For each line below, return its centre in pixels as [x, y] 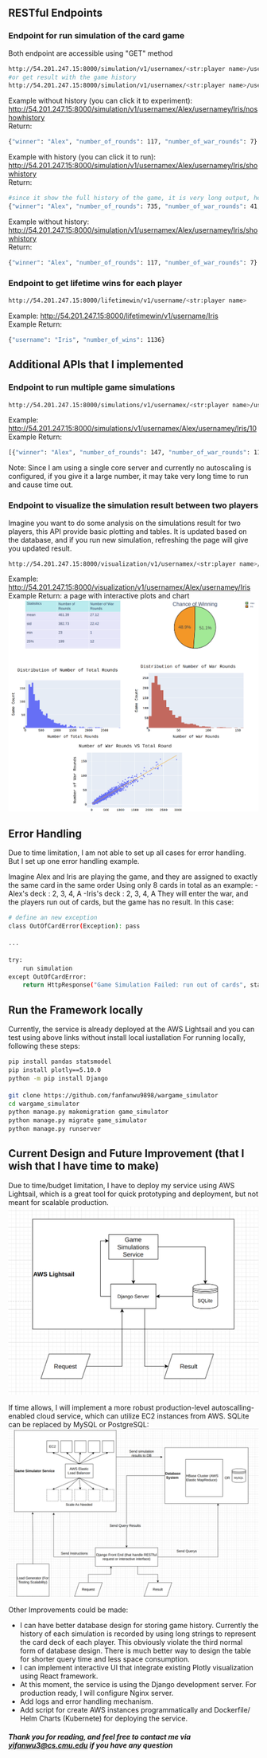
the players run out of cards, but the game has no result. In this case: [121, 902]
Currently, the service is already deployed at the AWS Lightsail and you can [132, 1029]
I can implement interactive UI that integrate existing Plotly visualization [137, 1667]
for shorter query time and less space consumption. [104, 1659]
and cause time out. [41, 485]
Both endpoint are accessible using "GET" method [91, 53]
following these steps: [44, 1046]
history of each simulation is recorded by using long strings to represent [138, 1634]
